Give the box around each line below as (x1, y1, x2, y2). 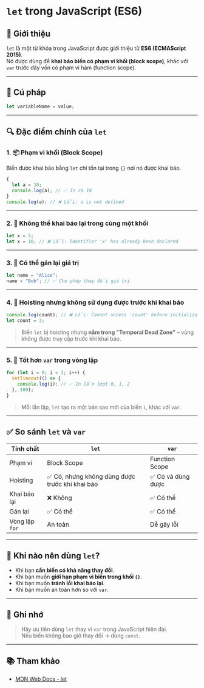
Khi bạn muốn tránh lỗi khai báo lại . (15, 580, 105, 587)
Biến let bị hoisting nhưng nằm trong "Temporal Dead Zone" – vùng (21, 328, 194, 336)
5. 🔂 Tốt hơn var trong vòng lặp (6, 356, 98, 364)
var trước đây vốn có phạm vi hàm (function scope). (6, 64, 137, 71)
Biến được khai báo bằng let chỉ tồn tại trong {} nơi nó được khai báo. (6, 164, 182, 172)
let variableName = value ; (6, 103, 75, 109)
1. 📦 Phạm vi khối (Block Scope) (6, 148, 103, 156)
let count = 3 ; (6, 318, 45, 324)
